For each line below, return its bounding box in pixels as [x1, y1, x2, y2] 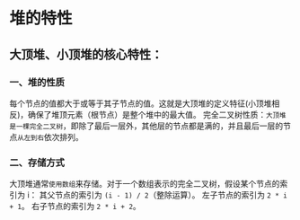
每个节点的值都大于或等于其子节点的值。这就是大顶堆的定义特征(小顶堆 [9, 98, 272, 109]
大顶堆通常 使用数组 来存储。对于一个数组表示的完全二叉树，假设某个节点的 [9, 179, 280, 189]
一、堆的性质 [9, 75, 66, 88]
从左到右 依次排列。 [17, 131, 84, 142]
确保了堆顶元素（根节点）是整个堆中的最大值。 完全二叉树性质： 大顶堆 [28, 109, 287, 119]
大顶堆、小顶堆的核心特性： [9, 47, 163, 62]
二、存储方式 [9, 156, 66, 169]
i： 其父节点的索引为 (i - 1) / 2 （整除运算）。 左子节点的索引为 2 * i [26, 189, 287, 200]
